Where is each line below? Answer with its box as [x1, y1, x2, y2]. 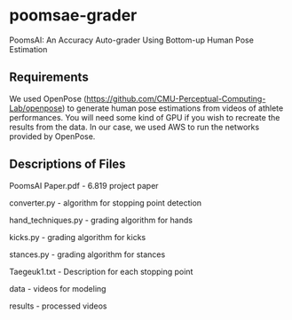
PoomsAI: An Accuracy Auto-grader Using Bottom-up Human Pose [9, 35, 255, 45]
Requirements [9, 70, 89, 85]
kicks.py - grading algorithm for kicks [9, 231, 146, 242]
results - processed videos [9, 300, 108, 311]
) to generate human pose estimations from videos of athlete [61, 103, 284, 113]
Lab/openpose [9, 103, 63, 113]
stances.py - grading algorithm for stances [9, 249, 166, 260]
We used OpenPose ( [9, 93, 87, 104]
